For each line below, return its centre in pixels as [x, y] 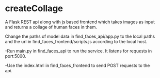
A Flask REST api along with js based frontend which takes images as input [80, 22]
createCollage [34, 8]
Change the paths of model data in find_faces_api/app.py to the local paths [80, 36]
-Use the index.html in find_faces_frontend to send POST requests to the [78, 65]
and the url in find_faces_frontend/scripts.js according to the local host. [76, 41]
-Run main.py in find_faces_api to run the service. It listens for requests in [78, 51]
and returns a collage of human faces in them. [51, 27]
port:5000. [16, 56]
